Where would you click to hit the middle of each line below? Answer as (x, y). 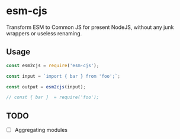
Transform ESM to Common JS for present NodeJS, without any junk (90, 27)
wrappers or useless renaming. (44, 33)
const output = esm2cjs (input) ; (46, 87)
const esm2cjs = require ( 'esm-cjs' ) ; (53, 65)
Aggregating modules (41, 130)
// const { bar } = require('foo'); (53, 97)
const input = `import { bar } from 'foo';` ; (63, 76)
